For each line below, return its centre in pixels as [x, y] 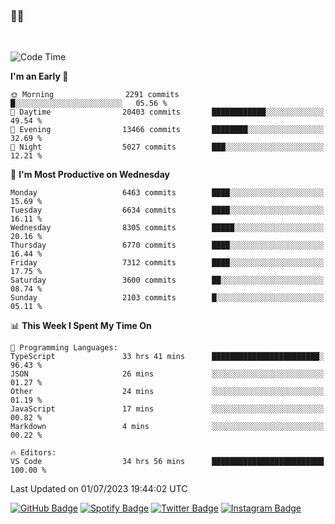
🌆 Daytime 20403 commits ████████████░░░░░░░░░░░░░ [167, 112]
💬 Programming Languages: [64, 348]
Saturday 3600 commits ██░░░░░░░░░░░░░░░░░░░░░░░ [167, 280]
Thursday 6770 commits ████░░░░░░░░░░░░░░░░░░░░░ [167, 245]
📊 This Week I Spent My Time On [81, 326]
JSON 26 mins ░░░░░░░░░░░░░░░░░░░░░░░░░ [167, 374]
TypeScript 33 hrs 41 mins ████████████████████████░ [167, 357]
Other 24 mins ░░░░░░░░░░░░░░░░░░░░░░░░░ [167, 392]
